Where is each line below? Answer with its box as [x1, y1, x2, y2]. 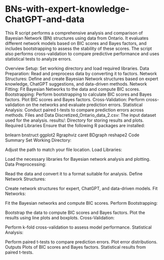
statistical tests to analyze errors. [5, 56, 72, 62]
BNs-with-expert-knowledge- [5, 3, 130, 15]
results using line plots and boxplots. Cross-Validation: [5, 215, 115, 220]
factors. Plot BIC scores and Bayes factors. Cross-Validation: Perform [5, 96, 145, 102]
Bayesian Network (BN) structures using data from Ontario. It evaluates [5, 35, 149, 41]
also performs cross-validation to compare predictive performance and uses [5, 50, 160, 57]
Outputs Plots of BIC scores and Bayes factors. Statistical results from [5, 244, 146, 250]
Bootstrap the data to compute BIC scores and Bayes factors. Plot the [5, 209, 145, 216]
